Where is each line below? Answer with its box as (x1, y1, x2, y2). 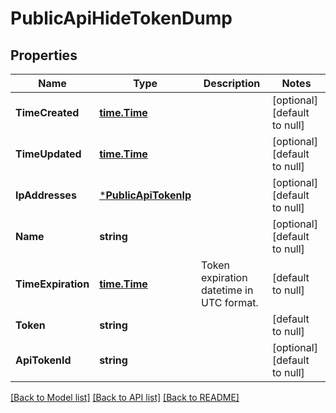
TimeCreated (15, 106, 80, 119)
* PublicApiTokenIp (99, 188, 192, 202)
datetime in (201, 283, 254, 297)
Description (203, 77, 261, 90)
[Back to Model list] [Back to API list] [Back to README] (10, 392, 240, 403)
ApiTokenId (15, 353, 72, 367)
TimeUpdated (15, 147, 82, 161)
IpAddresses (15, 188, 77, 202)
